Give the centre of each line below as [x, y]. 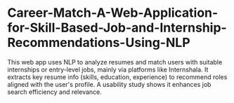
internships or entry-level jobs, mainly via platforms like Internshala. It [108, 69]
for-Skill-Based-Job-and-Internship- [117, 28]
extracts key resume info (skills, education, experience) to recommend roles [117, 77]
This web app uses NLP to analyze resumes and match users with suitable [115, 62]
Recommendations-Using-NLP [99, 43]
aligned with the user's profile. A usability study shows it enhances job [109, 84]
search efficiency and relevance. [54, 92]
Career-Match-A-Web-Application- [113, 13]
